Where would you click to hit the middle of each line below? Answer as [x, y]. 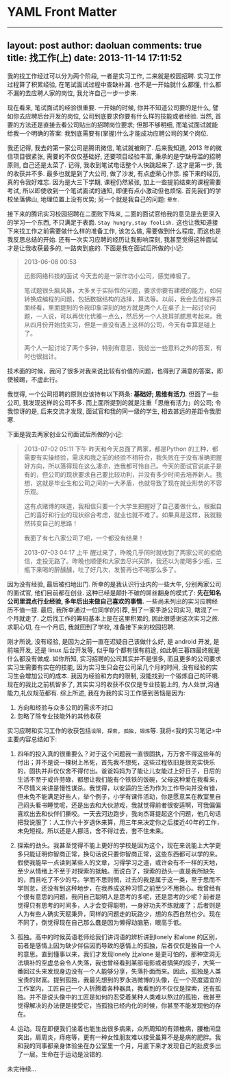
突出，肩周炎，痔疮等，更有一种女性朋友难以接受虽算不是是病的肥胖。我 [119, 1037]
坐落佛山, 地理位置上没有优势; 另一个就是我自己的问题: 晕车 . [96, 199]
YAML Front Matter [62, 12]
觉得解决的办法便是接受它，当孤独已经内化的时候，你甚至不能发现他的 [116, 1005]
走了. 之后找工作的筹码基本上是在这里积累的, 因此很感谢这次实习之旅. [122, 618]
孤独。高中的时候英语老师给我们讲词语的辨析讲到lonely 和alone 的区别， [119, 937]
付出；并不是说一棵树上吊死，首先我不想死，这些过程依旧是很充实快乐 [116, 762]
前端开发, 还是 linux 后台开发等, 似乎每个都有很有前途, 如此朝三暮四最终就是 [114, 650]
